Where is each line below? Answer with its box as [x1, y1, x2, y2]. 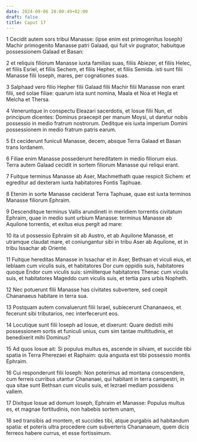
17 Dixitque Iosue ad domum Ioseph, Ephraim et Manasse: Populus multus [6, 400, 185, 407]
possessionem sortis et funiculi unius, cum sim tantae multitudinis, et [6, 328, 173, 335]
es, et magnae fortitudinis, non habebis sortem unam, [6, 406, 136, 413]
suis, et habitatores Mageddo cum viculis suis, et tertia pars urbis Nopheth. [6, 275, 188, 282]
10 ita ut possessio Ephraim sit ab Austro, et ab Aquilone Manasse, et [6, 232, 173, 239]
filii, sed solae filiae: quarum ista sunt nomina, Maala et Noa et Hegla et [6, 89, 178, 97]
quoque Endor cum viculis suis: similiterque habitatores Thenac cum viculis [6, 268, 189, 275]
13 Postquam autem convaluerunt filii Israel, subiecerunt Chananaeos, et [6, 304, 181, 311]
